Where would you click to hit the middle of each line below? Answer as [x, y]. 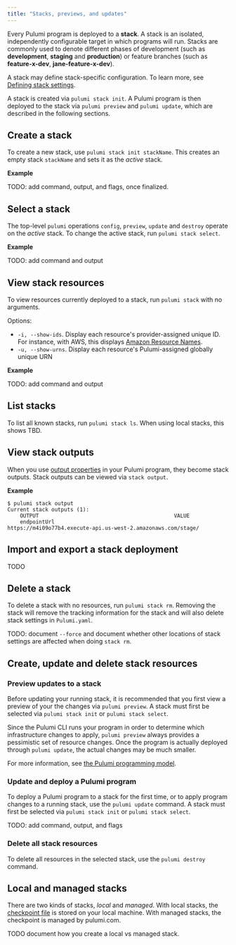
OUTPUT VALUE [105, 516]
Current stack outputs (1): [48, 509]
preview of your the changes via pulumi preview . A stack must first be [108, 706]
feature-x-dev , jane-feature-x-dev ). [61, 63]
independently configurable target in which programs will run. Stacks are [113, 41]
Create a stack [40, 135]
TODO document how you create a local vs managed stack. [93, 934]
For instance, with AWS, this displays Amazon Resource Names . [110, 342]
